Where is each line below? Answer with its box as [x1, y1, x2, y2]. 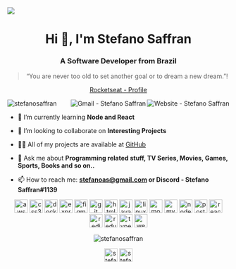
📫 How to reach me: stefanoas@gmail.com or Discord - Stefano [17, 175, 209, 184]
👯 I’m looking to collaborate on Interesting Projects [17, 127, 167, 135]
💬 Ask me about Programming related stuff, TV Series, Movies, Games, [17, 154, 228, 163]
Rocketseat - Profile [89, 86, 148, 94]
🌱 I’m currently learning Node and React [17, 113, 135, 122]
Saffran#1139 [17, 186, 58, 194]
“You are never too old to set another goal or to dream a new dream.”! [25, 72, 228, 80]
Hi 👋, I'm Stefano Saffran [45, 31, 192, 47]
